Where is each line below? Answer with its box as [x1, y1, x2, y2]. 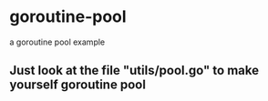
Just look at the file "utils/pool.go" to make [9, 63, 260, 78]
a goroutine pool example [9, 36, 106, 47]
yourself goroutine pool [9, 77, 146, 93]
